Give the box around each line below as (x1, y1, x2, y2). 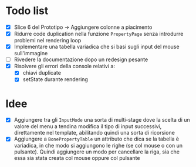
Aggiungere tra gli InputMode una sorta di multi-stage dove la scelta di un (13, 116, 190, 123)
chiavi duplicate (22, 69, 61, 76)
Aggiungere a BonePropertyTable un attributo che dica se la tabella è (13, 135, 180, 142)
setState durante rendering (22, 76, 89, 83)
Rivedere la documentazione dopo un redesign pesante (13, 56, 148, 63)
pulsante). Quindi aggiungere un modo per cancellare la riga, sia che (13, 148, 180, 155)
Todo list (5, 4, 49, 18)
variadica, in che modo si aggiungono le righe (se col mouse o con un (13, 142, 183, 149)
